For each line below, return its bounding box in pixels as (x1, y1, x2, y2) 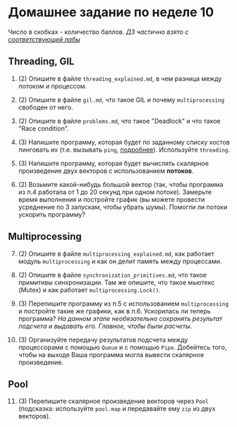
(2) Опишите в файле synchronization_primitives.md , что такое (18, 270, 207, 279)
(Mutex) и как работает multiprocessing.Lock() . (18, 285, 161, 294)
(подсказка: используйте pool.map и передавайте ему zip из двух (18, 404, 216, 413)
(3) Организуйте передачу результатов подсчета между (18, 335, 188, 344)
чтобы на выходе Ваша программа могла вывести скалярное (18, 350, 205, 359)
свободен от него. (18, 103, 73, 112)
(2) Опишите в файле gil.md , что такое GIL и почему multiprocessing (18, 95, 225, 104)
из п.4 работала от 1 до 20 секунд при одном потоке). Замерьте (18, 188, 212, 196)
